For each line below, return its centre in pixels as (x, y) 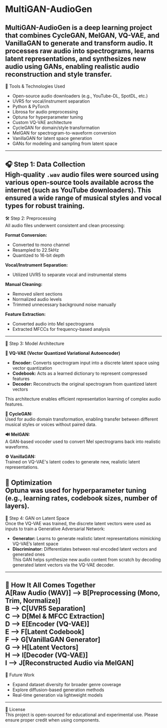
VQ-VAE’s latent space (35, 544)
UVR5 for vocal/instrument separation (51, 101)
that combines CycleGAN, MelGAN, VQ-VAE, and (83, 35)
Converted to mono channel (41, 245)
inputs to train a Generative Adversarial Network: (55, 529)
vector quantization (32, 368)
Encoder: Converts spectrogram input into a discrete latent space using (86, 363)
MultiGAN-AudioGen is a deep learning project (79, 28)
